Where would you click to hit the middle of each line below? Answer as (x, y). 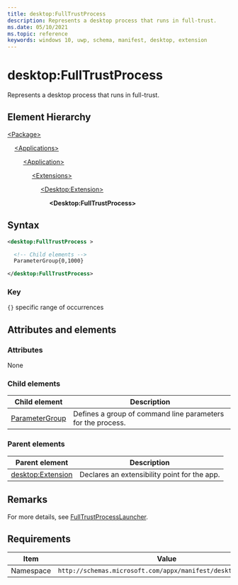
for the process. (100, 423)
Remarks (28, 500)
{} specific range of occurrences (56, 307)
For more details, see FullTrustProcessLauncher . (78, 517)
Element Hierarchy (49, 117)
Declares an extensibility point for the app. (150, 474)
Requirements (39, 539)
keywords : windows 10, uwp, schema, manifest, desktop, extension (107, 40)
